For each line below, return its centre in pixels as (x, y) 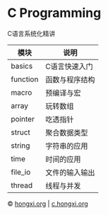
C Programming (54, 13)
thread (22, 185)
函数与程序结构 (70, 79)
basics (22, 66)
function (25, 79)
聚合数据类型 (67, 132)
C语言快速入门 (69, 66)
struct (20, 132)
